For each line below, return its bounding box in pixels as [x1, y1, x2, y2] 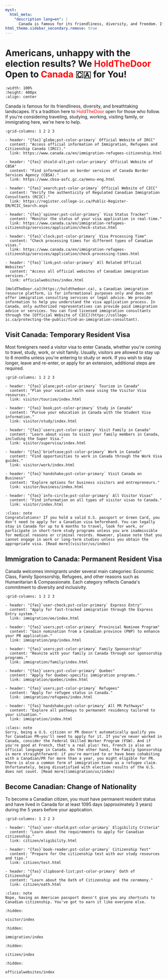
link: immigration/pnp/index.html [9, 638, 81, 643]
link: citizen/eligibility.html [9, 838, 77, 843]
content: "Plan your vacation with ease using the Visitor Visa [9, 388, 146, 393]
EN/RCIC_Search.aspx [5, 203, 48, 208]
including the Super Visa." [5, 436, 64, 441]
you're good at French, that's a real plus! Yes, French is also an [5, 743, 151, 748]
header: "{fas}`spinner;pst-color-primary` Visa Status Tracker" [9, 212, 149, 217]
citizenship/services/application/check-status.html [5, 225, 117, 230]
